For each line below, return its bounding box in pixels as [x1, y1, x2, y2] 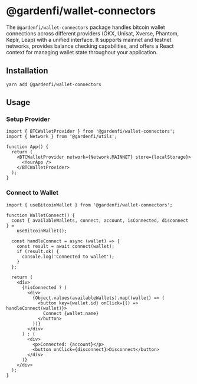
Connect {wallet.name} [43, 310, 99, 316]
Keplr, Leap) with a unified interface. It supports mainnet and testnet [6, 36, 172, 43]
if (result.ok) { [17, 248, 60, 254]
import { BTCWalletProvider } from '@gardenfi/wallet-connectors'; [6, 129, 176, 134]
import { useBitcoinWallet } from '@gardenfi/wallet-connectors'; [6, 202, 173, 208]
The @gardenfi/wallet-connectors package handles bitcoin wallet [6, 24, 165, 31]
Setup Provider [6, 115, 50, 123]
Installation [6, 66, 48, 76]
